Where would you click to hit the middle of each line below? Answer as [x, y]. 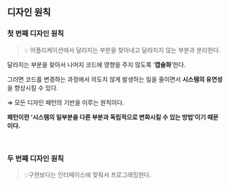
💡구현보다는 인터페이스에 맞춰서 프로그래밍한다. [87, 175]
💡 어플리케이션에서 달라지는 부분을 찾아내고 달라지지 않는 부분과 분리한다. [122, 50]
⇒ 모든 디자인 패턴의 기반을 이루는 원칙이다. [66, 102]
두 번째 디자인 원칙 [36, 158]
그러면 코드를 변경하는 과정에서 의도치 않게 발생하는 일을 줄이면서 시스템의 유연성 [115, 79]
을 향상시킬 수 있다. [33, 87]
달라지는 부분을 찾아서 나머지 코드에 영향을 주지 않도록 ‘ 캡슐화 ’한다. [97, 65]
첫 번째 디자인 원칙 [36, 34]
